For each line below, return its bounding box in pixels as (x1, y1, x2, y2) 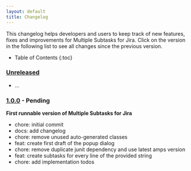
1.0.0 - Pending (6, 96, 50, 104)
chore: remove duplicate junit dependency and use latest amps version (14, 146, 186, 153)
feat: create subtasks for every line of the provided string (14, 152, 152, 159)
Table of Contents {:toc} (14, 54, 73, 61)
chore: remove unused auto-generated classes (14, 134, 128, 141)
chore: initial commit (14, 121, 64, 128)
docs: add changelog (14, 127, 66, 135)
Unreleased (6, 69, 40, 77)
